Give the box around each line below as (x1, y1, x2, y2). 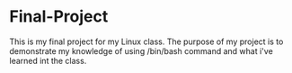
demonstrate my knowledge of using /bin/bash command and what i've (9, 45, 274, 56)
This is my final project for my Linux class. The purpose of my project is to (9, 36, 284, 47)
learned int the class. (9, 55, 87, 66)
